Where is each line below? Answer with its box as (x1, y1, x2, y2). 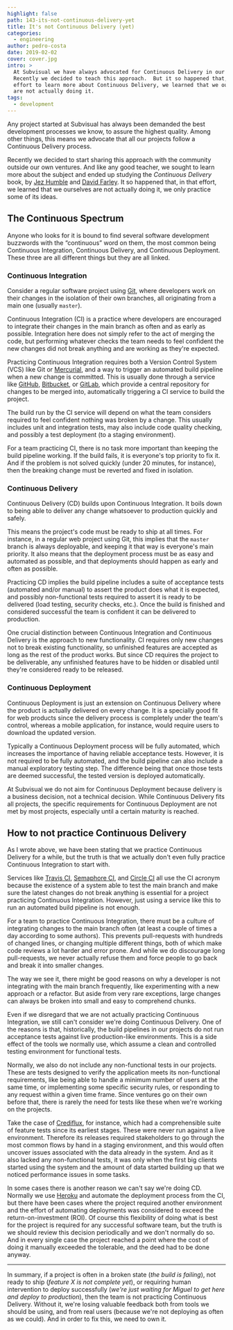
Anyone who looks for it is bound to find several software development (7, 231, 209, 239)
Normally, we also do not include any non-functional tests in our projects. (7, 1061, 217, 1069)
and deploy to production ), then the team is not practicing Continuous (7, 1292, 207, 1301)
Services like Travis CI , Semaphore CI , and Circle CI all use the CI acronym (7, 874, 221, 882)
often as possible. (7, 564, 58, 573)
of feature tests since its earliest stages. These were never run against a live (7, 1126, 225, 1134)
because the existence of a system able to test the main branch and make (7, 881, 218, 889)
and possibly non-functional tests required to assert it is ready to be (7, 593, 201, 601)
